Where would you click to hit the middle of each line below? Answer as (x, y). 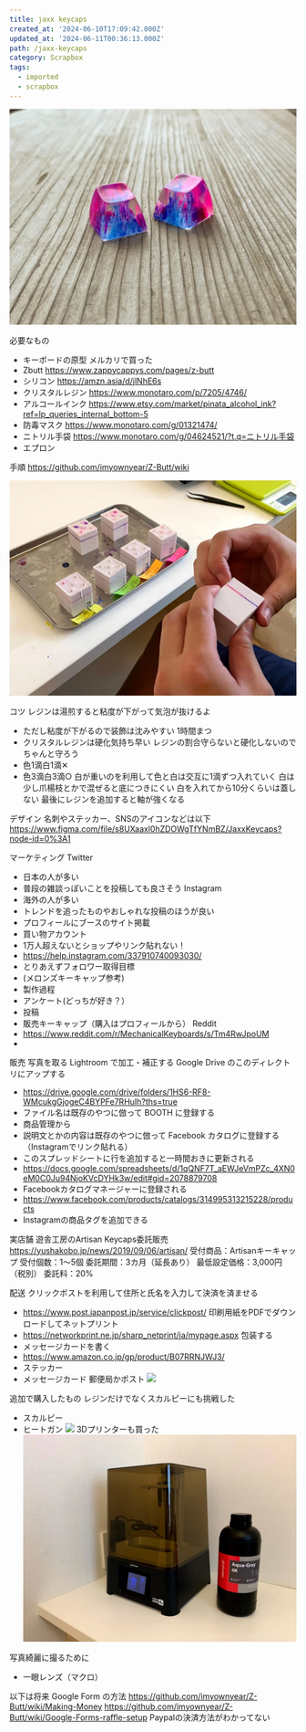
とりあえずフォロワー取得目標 (78, 966)
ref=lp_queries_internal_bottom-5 (85, 414)
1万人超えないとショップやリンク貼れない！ (104, 945)
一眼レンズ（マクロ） (62, 1676)
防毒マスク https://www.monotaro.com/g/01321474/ (120, 425)
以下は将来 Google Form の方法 (68, 1696)
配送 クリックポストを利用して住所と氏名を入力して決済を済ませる (134, 1293)
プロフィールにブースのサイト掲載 (86, 922)
